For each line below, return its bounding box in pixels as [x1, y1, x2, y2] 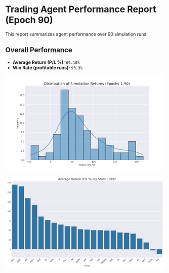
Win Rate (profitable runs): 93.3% [12, 64, 83, 70]
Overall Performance [5, 46, 72, 54]
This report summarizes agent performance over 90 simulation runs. [5, 31, 148, 37]
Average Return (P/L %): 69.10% [12, 59, 80, 65]
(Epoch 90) [5, 14, 53, 26]
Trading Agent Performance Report [5, 4, 156, 15]
